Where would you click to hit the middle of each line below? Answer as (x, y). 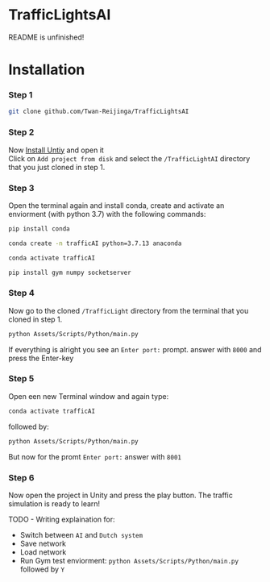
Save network (43, 543)
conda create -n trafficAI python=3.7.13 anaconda (95, 243)
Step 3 (21, 188)
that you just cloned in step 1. (57, 167)
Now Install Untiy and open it (56, 150)
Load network (43, 552)
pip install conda (39, 229)
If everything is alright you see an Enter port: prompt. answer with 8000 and (135, 349)
